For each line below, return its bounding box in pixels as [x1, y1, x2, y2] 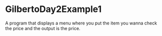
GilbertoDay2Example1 [5, 3, 102, 15]
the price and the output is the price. [5, 25, 80, 31]
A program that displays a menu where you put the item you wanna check [5, 20, 157, 26]
